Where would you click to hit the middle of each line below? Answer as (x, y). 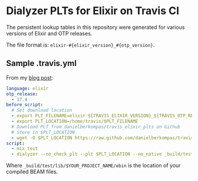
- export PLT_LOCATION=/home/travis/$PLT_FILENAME (75, 121)
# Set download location (42, 110)
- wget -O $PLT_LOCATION (42, 138)
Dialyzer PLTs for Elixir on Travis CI (93, 11)
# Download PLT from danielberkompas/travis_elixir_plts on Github (96, 127)
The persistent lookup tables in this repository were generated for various (95, 27)
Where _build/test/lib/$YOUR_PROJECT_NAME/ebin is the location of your (93, 166)
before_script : (25, 105)
